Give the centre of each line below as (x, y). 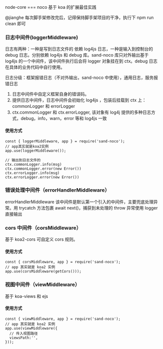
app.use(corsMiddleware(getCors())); (43, 271)
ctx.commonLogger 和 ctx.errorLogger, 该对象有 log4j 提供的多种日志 (81, 112)
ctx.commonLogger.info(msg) (34, 164)
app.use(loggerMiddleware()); (36, 151)
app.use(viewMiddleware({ (31, 328)
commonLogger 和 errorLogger (44, 106)
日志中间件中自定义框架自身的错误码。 (50, 94)
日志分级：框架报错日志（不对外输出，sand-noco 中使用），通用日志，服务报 (81, 78)
